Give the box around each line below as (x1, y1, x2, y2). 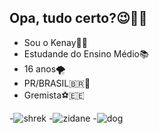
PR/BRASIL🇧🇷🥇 (23, 77, 91, 89)
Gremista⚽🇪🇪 (23, 89, 85, 101)
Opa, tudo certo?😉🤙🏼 (9, 10, 148, 27)
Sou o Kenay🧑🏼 (23, 36, 88, 48)
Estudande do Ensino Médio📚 (23, 47, 149, 60)
